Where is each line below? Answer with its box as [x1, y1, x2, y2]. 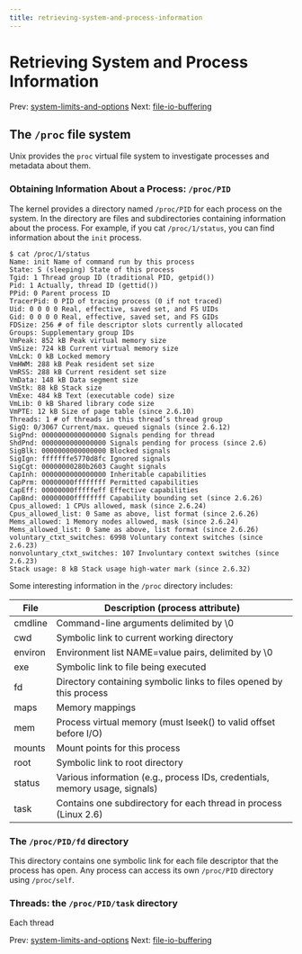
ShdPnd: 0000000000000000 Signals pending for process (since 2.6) [9, 438, 268, 447]
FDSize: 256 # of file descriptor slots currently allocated [9, 320, 244, 329]
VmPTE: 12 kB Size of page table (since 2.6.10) [9, 407, 195, 416]
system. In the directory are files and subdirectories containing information [9, 212, 286, 223]
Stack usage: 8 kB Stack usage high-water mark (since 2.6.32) [9, 564, 252, 573]
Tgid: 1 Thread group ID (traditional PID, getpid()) [9, 273, 216, 282]
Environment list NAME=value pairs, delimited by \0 [56, 645, 273, 658]
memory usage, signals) [56, 782, 158, 795]
